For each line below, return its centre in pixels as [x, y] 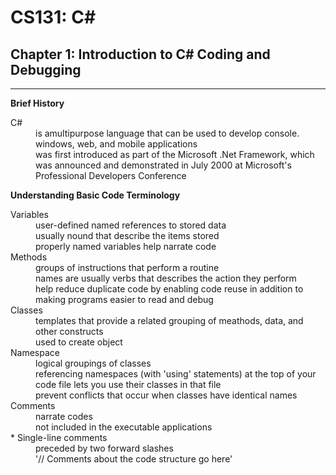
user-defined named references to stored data [131, 225]
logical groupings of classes [93, 363]
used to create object [79, 342]
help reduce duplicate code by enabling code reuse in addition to [169, 289]
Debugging [46, 69]
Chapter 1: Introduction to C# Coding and [140, 54]
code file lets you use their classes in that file [128, 384]
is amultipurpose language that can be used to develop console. [167, 133]
